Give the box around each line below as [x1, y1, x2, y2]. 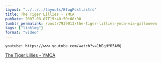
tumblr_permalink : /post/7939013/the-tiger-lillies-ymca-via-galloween [5, 21, 157, 26]
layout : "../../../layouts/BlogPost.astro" [5, 7, 97, 12]
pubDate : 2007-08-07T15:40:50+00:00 [5, 16, 81, 21]
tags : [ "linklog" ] [5, 26, 43, 31]
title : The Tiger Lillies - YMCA [5, 12, 75, 17]
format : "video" [5, 30, 39, 35]
